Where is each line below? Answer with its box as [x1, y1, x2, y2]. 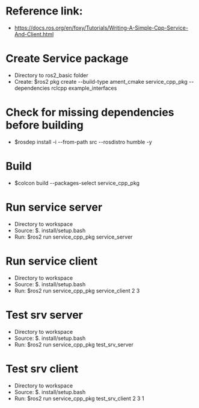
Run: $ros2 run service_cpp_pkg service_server [14, 233, 133, 240]
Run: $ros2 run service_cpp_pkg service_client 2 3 [14, 287, 140, 294]
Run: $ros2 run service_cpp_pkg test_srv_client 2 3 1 [14, 395, 145, 402]
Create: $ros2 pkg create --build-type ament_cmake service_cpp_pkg [14, 78, 188, 85]
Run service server [5, 200, 103, 214]
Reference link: [5, 4, 83, 18]
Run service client [5, 254, 98, 268]
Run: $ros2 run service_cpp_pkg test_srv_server [14, 341, 133, 348]
